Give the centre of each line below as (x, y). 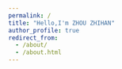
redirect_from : (33, 38)
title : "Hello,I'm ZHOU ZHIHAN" (61, 23)
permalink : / (30, 15)
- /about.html (38, 52)
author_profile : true (44, 30)
